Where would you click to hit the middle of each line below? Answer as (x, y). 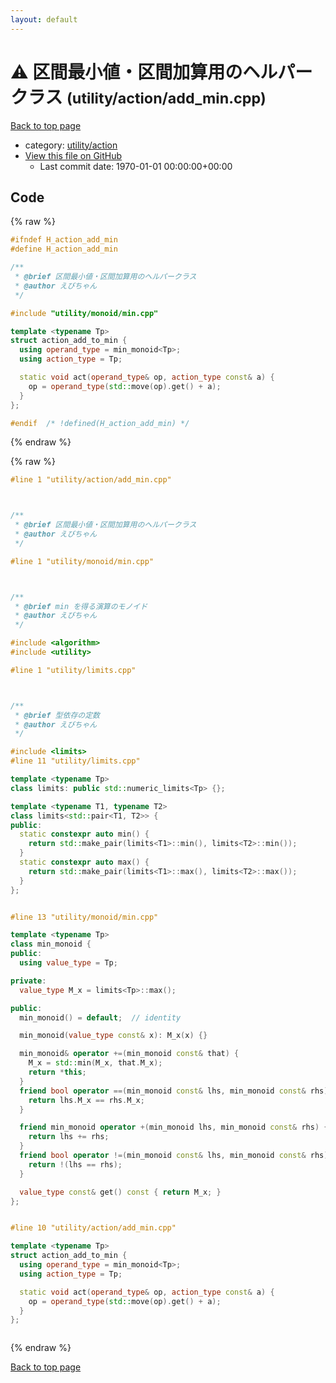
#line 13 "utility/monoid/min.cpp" (84, 917)
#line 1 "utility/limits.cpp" (73, 670)
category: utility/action (71, 145)
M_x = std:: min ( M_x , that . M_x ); (95, 1063)
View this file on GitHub (73, 155)
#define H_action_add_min (64, 249)
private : (28, 981)
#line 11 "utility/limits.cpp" (75, 761)
